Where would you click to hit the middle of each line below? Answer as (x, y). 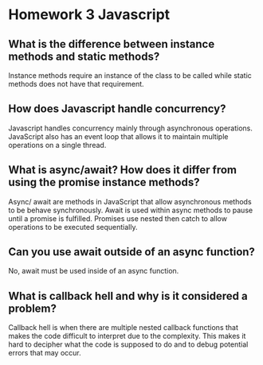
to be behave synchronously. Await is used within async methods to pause (131, 210)
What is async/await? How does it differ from (123, 170)
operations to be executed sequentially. (73, 227)
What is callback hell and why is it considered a (128, 296)
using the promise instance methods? (104, 182)
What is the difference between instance (112, 44)
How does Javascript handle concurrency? (117, 109)
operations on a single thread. (57, 145)
